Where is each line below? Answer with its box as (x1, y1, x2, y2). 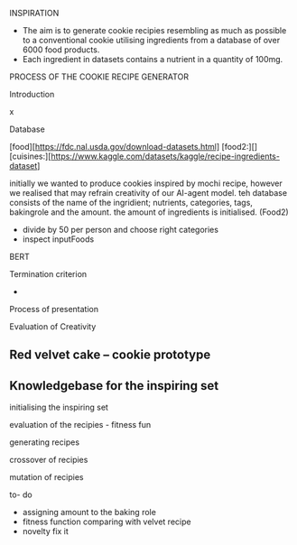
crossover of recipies (9, 455, 88, 466)
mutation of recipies (9, 472, 84, 483)
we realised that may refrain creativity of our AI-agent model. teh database (9, 188, 287, 198)
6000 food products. (22, 44, 100, 55)
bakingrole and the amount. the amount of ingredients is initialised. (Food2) (9, 207, 289, 217)
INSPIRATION (9, 8, 60, 18)
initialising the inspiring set (9, 402, 108, 413)
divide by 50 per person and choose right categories (22, 225, 219, 235)
